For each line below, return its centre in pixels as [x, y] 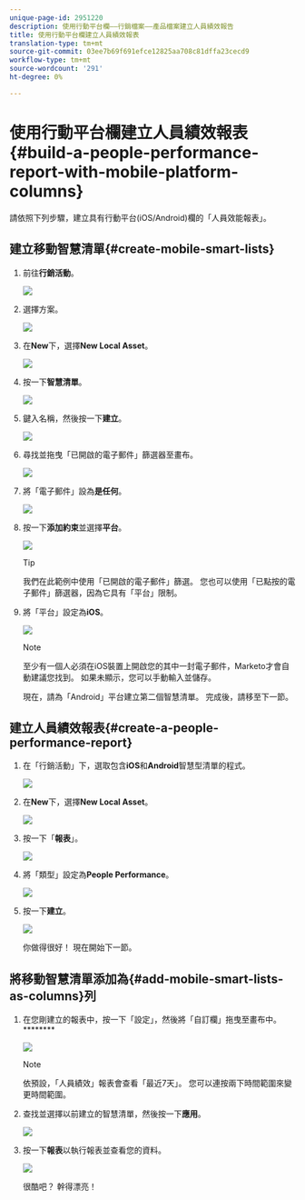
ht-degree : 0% [36, 77]
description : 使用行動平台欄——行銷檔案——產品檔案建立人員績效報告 [122, 26]
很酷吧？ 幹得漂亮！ [59, 1186]
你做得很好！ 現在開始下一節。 [79, 947]
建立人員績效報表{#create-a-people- [114, 728]
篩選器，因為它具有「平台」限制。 [118, 593]
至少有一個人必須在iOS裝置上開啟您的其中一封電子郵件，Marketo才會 [152, 665]
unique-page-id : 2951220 [56, 18]
